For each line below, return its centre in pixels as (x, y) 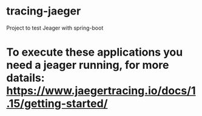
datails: (25, 78)
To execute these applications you (95, 52)
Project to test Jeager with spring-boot (55, 28)
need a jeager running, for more (88, 65)
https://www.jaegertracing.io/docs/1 (101, 91)
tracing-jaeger (44, 11)
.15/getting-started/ (57, 104)
